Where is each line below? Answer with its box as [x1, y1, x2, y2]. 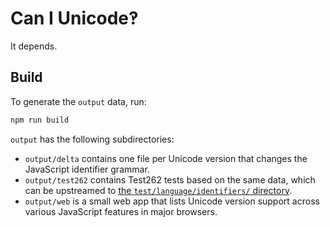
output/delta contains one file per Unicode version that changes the [24, 152, 308, 164]
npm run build [10, 115, 70, 125]
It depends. [10, 40, 58, 52]
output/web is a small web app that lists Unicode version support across [24, 195, 320, 207]
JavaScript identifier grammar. [24, 163, 150, 175]
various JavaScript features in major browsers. [24, 205, 218, 217]
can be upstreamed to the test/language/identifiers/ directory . [24, 184, 293, 196]
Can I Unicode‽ [10, 7, 139, 30]
